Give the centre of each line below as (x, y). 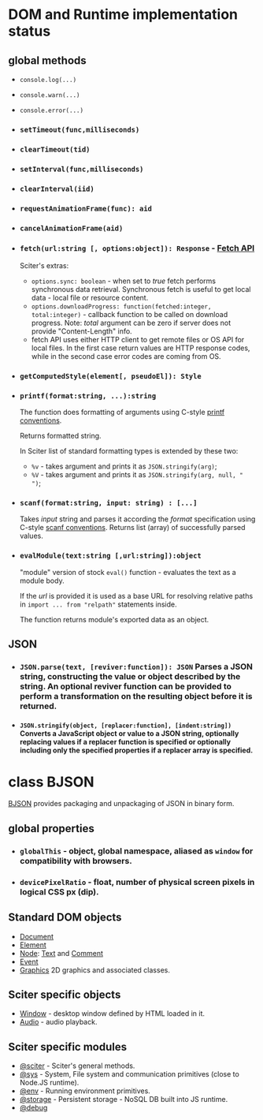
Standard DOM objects (65, 918)
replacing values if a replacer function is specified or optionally (125, 741)
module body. (42, 581)
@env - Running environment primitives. (85, 1091)
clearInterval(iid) (57, 189)
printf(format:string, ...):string (88, 396)
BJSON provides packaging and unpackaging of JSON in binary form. (121, 804)
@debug (33, 1108)
